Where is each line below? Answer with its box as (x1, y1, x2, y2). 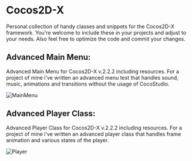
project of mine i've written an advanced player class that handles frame (6, 130, 181, 138)
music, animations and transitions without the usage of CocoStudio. (6, 80, 170, 87)
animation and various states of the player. (6, 136, 109, 143)
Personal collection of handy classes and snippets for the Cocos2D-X (6, 23, 175, 30)
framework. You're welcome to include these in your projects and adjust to (6, 29, 187, 36)
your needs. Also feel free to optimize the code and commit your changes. (6, 35, 186, 42)
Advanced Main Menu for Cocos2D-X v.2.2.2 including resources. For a (6, 68, 180, 75)
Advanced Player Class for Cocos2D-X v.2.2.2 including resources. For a (6, 124, 182, 131)
